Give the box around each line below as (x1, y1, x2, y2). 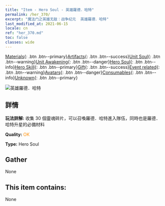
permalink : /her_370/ (5, 12, 50, 17)
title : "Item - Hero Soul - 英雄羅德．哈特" (5, 7, 94, 12)
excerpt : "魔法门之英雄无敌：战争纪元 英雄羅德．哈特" (5, 16, 109, 21)
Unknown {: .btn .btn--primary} (14, 74, 78, 80)
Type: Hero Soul (5, 141, 39, 147)
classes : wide (5, 40, 35, 45)
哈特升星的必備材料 (5, 121, 45, 127)
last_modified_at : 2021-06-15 (5, 21, 68, 26)
